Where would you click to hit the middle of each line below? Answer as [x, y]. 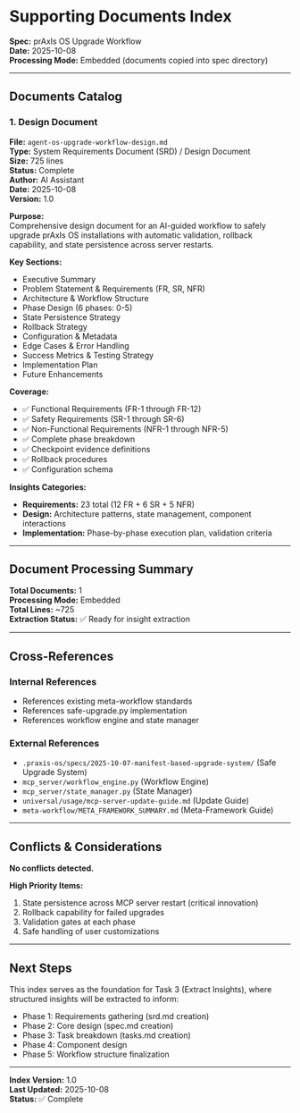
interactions [44, 523]
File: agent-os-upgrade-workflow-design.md [88, 141]
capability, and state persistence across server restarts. [112, 244]
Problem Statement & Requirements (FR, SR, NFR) [113, 289]
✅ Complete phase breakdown [79, 439]
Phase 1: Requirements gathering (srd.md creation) [116, 1016]
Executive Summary [59, 279]
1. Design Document [54, 122]
